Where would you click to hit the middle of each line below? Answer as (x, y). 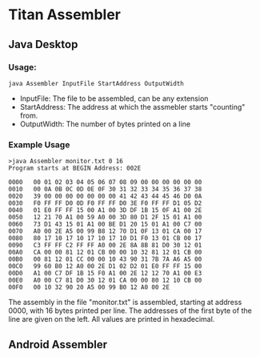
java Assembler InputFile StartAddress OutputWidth (96, 83)
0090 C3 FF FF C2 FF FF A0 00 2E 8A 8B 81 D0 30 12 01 (105, 246)
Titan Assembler (65, 15)
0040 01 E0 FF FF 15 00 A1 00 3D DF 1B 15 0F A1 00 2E (105, 211)
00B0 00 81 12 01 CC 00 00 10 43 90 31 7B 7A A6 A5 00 (105, 259)
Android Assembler (58, 345)
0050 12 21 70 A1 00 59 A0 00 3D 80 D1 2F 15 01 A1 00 (105, 218)
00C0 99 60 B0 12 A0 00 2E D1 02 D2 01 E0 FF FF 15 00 (105, 267)
